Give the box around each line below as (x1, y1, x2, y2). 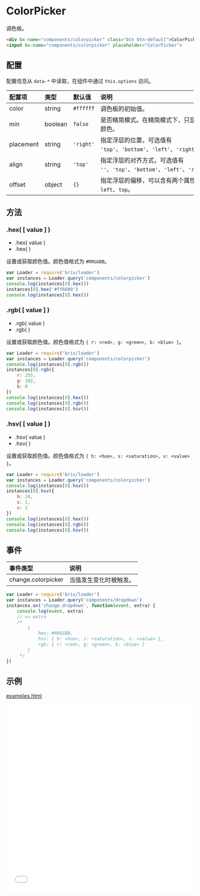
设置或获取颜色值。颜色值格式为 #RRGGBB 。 (6, 258, 110, 265)
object (44, 180, 62, 189)
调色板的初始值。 (100, 105, 149, 113)
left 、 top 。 (100, 185, 134, 194)
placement (9, 140, 39, 148)
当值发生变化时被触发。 (69, 576, 135, 584)
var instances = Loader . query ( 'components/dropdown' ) (6, 597, 143, 603)
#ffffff (73, 105, 95, 112)
